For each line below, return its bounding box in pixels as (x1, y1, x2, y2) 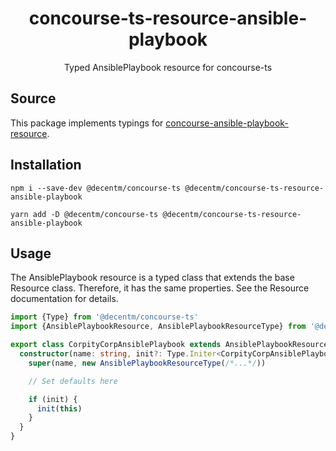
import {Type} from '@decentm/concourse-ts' (10, 312, 199, 322)
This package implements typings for (10, 117, 164, 129)
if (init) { (28, 394, 78, 404)
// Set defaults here (28, 376, 118, 386)
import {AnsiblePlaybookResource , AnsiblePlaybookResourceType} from (10, 322, 307, 332)
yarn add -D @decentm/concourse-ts (10, 209, 159, 219)
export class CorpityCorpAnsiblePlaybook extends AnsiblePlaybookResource (10, 340, 329, 350)
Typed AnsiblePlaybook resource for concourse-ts (63, 61, 273, 73)
